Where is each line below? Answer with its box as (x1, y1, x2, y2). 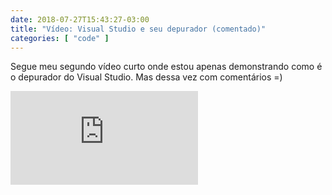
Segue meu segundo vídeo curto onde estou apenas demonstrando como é (10, 61, 323, 73)
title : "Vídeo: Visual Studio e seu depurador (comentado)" (10, 24, 267, 34)
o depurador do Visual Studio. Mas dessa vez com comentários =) (10, 71, 283, 83)
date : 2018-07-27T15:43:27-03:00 (10, 14, 150, 25)
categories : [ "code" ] (10, 33, 110, 43)
